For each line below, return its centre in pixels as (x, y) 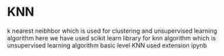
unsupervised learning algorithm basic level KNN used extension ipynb (107, 45)
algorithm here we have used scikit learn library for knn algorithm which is (112, 38)
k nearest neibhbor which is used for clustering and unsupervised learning (112, 31)
